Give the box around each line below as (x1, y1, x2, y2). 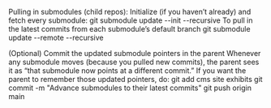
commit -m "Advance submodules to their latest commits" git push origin (8, 83, 252, 93)
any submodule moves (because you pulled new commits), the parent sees (8, 57, 260, 67)
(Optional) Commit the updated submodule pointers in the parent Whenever (8, 49, 261, 58)
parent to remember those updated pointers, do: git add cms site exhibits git (8, 75, 263, 84)
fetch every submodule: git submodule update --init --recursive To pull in (8, 15, 253, 25)
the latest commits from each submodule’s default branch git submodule (8, 24, 251, 33)
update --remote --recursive (8, 32, 104, 42)
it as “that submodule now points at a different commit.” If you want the (8, 66, 247, 76)
